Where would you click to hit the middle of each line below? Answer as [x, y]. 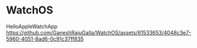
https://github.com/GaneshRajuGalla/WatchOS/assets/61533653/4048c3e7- [99, 32]
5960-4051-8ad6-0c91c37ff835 [45, 39]
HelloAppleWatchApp [32, 26]
